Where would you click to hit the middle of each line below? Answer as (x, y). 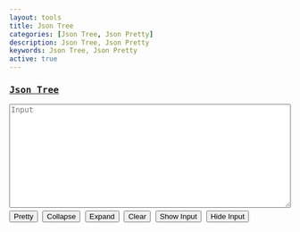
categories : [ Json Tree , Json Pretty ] (81, 34)
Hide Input (228, 216)
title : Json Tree (42, 26)
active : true (33, 59)
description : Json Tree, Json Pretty (79, 42)
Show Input (179, 216)
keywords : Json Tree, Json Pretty (74, 51)
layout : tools (36, 17)
